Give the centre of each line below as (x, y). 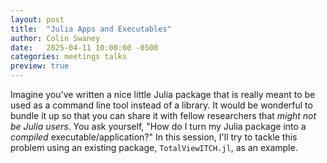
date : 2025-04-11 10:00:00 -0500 (84, 47)
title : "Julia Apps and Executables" (91, 29)
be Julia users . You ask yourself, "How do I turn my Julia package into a (158, 126)
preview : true (40, 66)
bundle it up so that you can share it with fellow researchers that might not (163, 115)
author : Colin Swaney (55, 38)
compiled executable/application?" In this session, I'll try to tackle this (154, 137)
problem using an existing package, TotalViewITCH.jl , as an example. (154, 147)
